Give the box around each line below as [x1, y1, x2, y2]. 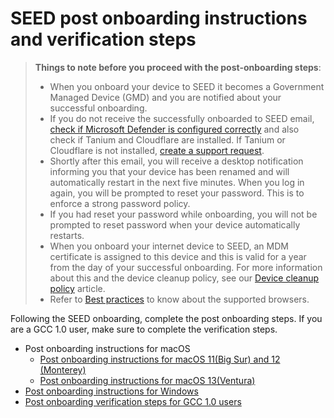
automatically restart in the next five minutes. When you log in [49, 176, 305, 188]
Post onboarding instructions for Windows [24, 385, 199, 397]
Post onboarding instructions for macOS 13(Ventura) [39, 374, 256, 386]
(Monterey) [39, 363, 87, 376]
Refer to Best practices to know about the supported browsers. [49, 293, 310, 305]
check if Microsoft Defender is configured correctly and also [49, 123, 300, 135]
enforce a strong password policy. [49, 197, 191, 209]
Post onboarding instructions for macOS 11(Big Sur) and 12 [39, 353, 281, 365]
